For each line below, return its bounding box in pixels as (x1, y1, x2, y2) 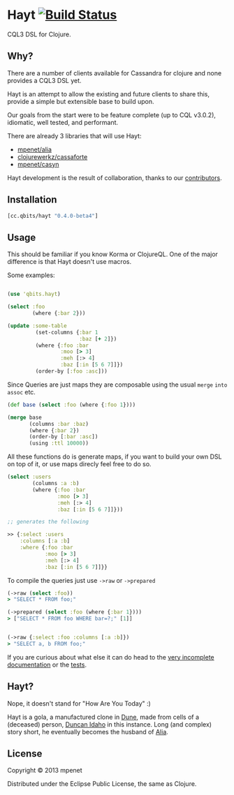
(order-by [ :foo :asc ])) (35, 368, 108, 375)
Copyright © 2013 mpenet (7, 766, 82, 775)
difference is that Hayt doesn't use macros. (7, 258, 131, 266)
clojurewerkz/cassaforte (17, 152, 88, 161)
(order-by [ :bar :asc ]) (29, 433, 98, 440)
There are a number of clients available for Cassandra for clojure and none (7, 68, 222, 77)
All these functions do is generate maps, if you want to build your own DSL (7, 452, 222, 461)
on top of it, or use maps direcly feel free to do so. (7, 460, 152, 468)
